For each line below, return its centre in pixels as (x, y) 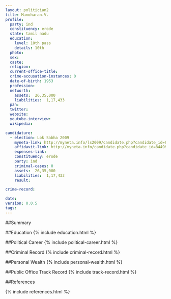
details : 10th (29, 48)
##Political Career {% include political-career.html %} (62, 242)
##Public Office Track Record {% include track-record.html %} (71, 272)
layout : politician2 (27, 10)
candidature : (19, 133)
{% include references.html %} (38, 291)
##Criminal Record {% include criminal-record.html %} (63, 252)
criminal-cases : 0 (34, 166)
